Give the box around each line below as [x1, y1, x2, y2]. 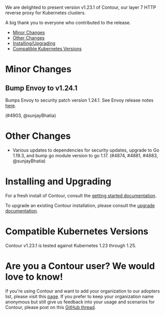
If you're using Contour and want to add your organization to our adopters [5, 288, 160, 294]
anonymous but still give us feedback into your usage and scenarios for [5, 299, 155, 305]
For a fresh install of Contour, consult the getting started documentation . [5, 192, 157, 198]
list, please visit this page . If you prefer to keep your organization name [5, 293, 154, 299]
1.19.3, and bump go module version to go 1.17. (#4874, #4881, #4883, [12, 152, 158, 158]
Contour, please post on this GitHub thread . [5, 304, 96, 310]
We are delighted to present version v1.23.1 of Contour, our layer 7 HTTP [5, 5, 156, 10]
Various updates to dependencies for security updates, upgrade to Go [12, 147, 159, 153]
